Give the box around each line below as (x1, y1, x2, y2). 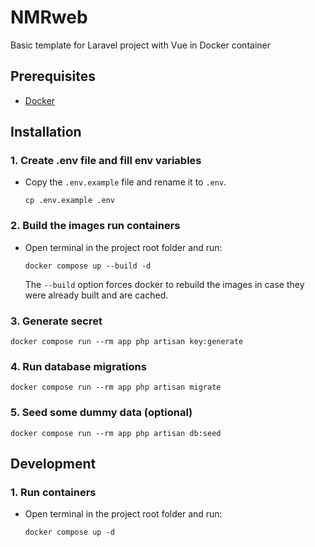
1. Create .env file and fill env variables (10, 154, 202, 168)
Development (10, 456, 97, 473)
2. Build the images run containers (10, 219, 181, 233)
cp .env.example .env (24, 196, 115, 206)
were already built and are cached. (24, 289, 169, 301)
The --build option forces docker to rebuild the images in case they (24, 278, 305, 290)
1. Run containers (10, 485, 97, 499)
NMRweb (10, 6, 88, 29)
